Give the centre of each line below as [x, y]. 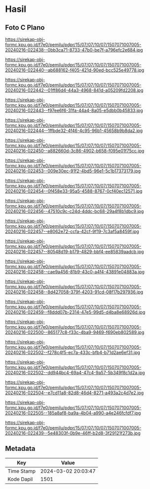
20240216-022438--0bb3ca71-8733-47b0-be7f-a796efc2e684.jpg [74, 50]
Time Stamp [22, 471]
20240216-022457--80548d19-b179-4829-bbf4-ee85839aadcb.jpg [75, 251]
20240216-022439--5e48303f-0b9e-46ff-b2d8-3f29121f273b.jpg [73, 433]
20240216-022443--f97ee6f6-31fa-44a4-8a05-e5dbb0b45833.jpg [74, 110]
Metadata [20, 449]
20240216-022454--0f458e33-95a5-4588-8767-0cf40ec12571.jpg [74, 191]
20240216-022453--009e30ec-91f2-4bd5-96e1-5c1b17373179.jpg [73, 171]
